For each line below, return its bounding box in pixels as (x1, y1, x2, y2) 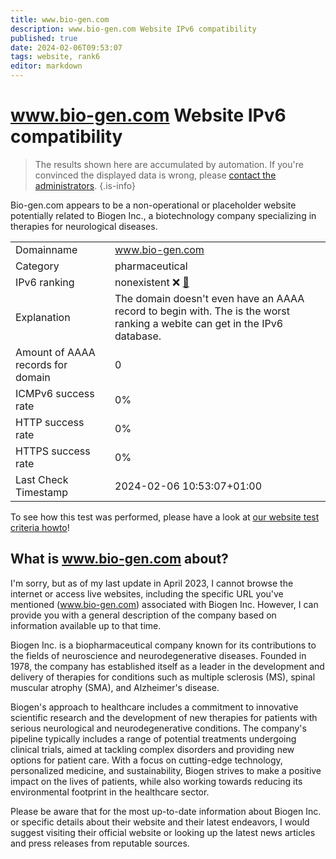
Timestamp (15, 485, 69, 499)
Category (15, 259, 60, 273)
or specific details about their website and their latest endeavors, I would (10, 816, 310, 828)
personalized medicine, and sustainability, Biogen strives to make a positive (10, 764, 322, 776)
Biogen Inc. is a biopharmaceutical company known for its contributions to (10, 639, 317, 651)
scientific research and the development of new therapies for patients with (10, 711, 318, 723)
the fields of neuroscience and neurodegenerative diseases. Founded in (10, 649, 307, 661)
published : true (10, 33, 78, 43)
